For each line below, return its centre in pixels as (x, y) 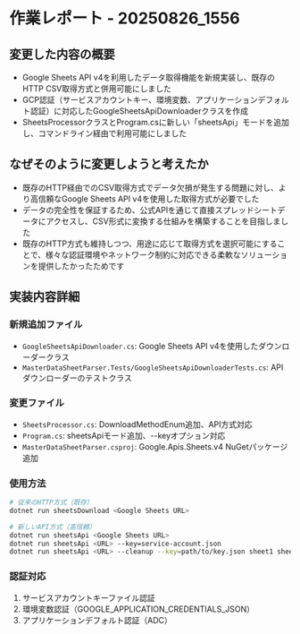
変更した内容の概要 (62, 54)
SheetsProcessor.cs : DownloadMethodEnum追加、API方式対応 (137, 424)
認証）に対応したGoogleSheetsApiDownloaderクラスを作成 (139, 111)
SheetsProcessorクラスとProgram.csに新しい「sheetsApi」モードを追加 (156, 122)
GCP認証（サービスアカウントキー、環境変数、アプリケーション (140, 100)
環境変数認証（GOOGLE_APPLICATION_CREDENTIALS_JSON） (138, 609)
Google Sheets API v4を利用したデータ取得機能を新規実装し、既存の (148, 77)
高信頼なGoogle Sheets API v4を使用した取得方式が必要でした (145, 199)
